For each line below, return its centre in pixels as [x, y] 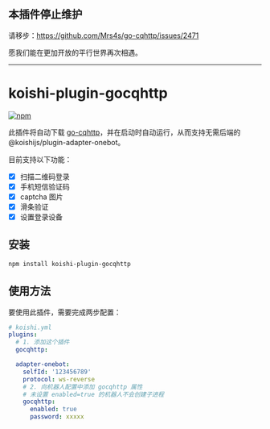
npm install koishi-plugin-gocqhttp [70, 264]
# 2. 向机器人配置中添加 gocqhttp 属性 [83, 387]
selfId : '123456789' [57, 372]
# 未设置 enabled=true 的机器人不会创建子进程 [94, 394]
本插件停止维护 [45, 15]
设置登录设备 [41, 217]
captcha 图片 [41, 197]
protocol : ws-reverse [59, 379]
